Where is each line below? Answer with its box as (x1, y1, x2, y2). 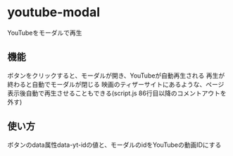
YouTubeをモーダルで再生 (7, 28, 82, 37)
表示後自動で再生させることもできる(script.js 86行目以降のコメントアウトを (7, 89, 227, 97)
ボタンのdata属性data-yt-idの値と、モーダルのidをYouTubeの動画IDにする (7, 140, 222, 149)
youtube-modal (7, 4, 101, 20)
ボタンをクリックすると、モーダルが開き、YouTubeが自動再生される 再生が (7, 71, 225, 80)
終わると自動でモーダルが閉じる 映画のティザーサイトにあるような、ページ (7, 80, 225, 88)
